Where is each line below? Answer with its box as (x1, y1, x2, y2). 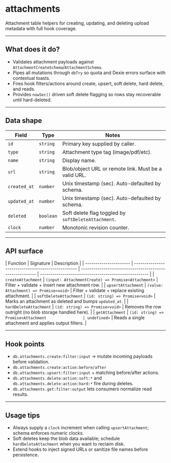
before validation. (12, 359, 50, 365)
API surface (5, 247, 43, 255)
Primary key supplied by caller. (62, 140, 136, 147)
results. (12, 391, 29, 398)
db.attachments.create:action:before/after (12, 365, 107, 370)
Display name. (62, 157, 96, 164)
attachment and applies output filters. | (5, 320, 87, 326)
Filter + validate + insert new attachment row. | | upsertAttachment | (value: (5, 282, 164, 288)
